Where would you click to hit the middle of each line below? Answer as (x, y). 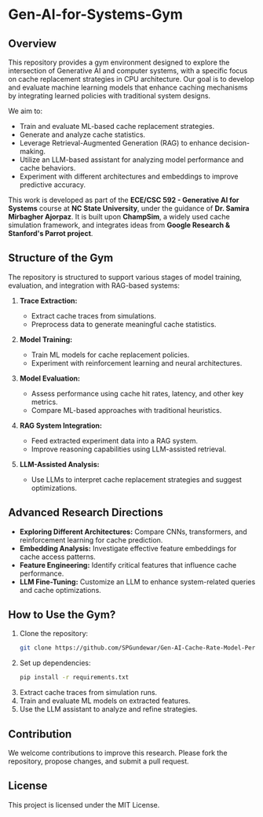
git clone (36, 648)
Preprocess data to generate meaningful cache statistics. (124, 324)
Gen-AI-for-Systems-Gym (95, 15)
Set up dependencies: (55, 663)
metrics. (44, 402)
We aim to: (26, 111)
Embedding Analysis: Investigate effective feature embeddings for (128, 548)
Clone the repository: (54, 634)
